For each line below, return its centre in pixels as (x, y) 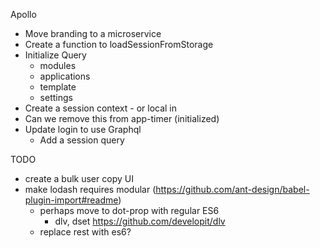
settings (56, 97)
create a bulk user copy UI (79, 178)
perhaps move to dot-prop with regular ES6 (129, 210)
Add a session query (82, 140)
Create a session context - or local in (101, 108)
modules (58, 65)
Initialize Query (55, 55)
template (58, 87)
